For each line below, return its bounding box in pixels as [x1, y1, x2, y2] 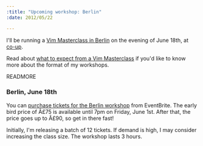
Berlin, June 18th [6, 88, 57, 96]
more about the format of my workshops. [6, 61, 109, 68]
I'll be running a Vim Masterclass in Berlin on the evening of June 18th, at [6, 36, 189, 44]
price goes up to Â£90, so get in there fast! [6, 114, 114, 122]
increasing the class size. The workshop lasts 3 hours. [6, 133, 143, 140]
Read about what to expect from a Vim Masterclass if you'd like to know [6, 55, 186, 62]
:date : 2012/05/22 [6, 15, 53, 21]
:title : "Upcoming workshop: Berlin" [6, 8, 102, 15]
